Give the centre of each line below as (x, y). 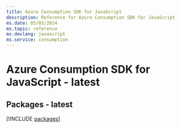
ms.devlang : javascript (36, 34)
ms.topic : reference (32, 29)
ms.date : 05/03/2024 (32, 23)
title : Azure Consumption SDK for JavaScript (64, 12)
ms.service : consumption (37, 40)
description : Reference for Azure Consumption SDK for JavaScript (91, 17)
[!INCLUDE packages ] (33, 119)
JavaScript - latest (53, 82)
